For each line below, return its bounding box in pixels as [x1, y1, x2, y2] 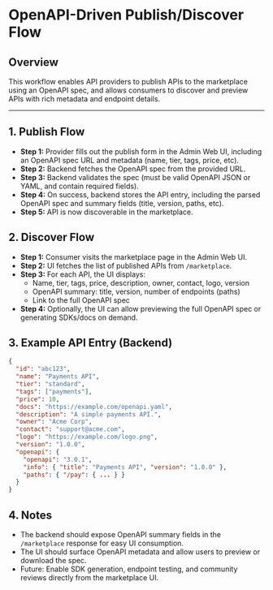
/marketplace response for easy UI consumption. [19, 538, 184, 548]
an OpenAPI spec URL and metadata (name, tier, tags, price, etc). [19, 155, 240, 165]
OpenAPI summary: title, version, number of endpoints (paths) [32, 286, 241, 296]
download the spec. [19, 556, 87, 565]
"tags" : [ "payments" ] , [15, 387, 93, 395]
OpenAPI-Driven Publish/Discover [8, 6, 245, 24]
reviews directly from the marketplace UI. [19, 573, 159, 582]
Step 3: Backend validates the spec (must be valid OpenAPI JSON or [19, 172, 251, 182]
